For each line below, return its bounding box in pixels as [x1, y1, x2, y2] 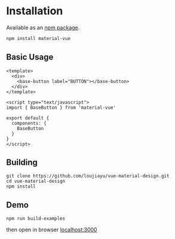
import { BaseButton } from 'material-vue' [6, 105, 116, 111]
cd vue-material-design [6, 178, 66, 185]
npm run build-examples [6, 216, 66, 222]
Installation [6, 4, 63, 18]
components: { [11, 120, 47, 126]
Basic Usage [6, 52, 54, 62]
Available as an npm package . [6, 24, 80, 31]
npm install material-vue [6, 35, 70, 41]
